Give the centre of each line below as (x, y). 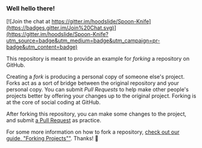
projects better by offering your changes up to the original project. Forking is (101, 96)
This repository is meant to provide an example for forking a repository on (98, 59)
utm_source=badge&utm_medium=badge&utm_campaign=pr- (83, 41)
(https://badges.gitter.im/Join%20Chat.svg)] (61, 28)
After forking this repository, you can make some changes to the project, (96, 114)
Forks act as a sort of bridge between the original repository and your (93, 83)
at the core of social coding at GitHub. (53, 102)
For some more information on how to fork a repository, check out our (93, 132)
